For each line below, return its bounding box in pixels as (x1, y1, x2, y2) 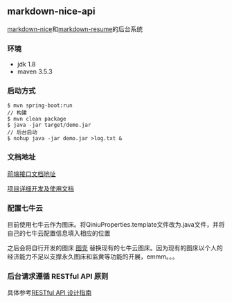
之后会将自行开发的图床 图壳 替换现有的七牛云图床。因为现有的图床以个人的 (7, 244, 223, 252)
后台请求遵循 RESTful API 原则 (7, 271, 109, 281)
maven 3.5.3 (17, 67, 53, 76)
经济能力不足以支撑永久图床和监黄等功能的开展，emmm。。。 (7, 252, 179, 261)
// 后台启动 (7, 129, 38, 136)
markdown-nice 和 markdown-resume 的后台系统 (7, 24, 143, 33)
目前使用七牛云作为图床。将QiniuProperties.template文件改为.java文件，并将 (7, 220, 225, 228)
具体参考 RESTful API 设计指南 (7, 288, 92, 297)
